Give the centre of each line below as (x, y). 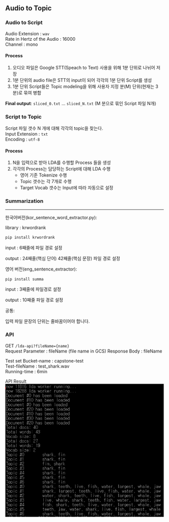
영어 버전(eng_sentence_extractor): (41, 269)
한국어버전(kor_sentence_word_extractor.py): (51, 217)
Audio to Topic (28, 8)
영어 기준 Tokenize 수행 (43, 175)
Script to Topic (23, 117)
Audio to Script (24, 23)
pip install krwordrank (30, 237)
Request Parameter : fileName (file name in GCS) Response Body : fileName (84, 351)
